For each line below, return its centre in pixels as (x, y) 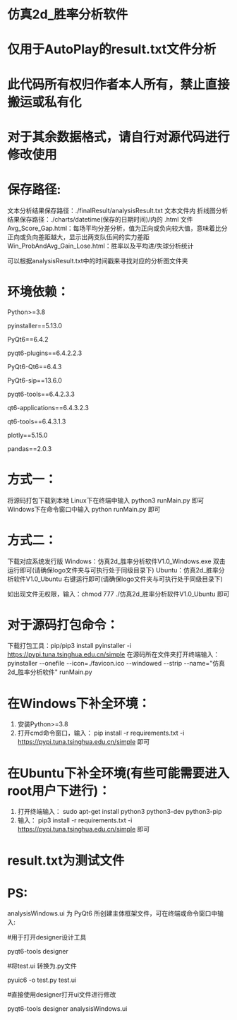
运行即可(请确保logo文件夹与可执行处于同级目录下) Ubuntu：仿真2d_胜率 (113, 570)
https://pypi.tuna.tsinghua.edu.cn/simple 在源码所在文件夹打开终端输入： (114, 654)
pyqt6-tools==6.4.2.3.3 (41, 394)
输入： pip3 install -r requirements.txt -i (75, 820)
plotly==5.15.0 (28, 435)
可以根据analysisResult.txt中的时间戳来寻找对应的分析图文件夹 (98, 260)
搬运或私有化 (45, 102)
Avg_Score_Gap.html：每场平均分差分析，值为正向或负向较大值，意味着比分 (117, 228)
